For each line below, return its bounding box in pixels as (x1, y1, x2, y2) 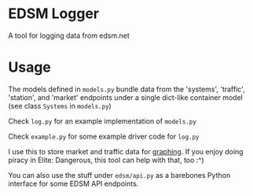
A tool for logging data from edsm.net (8, 31, 130, 40)
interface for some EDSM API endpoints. (8, 179, 139, 188)
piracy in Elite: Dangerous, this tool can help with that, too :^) (8, 155, 204, 165)
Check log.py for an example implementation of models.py (8, 116, 196, 126)
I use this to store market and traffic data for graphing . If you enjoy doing (8, 146, 244, 156)
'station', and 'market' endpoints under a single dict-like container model (8, 92, 244, 102)
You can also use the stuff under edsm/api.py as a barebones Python (8, 170, 231, 179)
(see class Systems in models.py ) (8, 101, 112, 110)
